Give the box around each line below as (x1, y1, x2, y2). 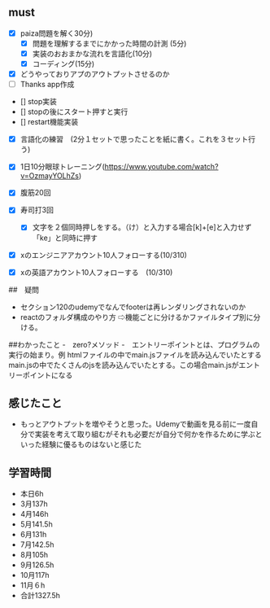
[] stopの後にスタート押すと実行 (20, 107, 128, 116)
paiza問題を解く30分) (20, 28, 94, 38)
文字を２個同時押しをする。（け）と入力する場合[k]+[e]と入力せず (32, 222, 252, 232)
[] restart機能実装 (20, 117, 79, 127)
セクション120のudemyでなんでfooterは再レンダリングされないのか (20, 302, 246, 312)
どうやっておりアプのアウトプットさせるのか (20, 69, 170, 79)
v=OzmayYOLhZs (20, 171, 80, 181)
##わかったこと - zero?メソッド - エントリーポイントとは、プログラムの (8, 339, 260, 349)
